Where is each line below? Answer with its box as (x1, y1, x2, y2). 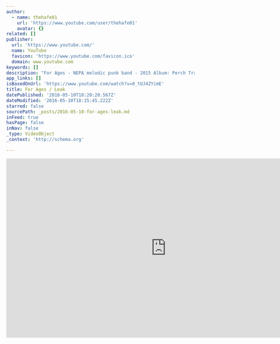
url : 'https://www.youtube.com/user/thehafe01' (17, 20, 138, 26)
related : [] (6, 31, 36, 37)
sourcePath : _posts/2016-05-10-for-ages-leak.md (6, 109, 130, 115)
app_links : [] (6, 75, 42, 81)
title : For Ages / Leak (6, 87, 66, 93)
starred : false (6, 103, 44, 109)
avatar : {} (17, 25, 44, 32)
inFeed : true (6, 114, 39, 120)
